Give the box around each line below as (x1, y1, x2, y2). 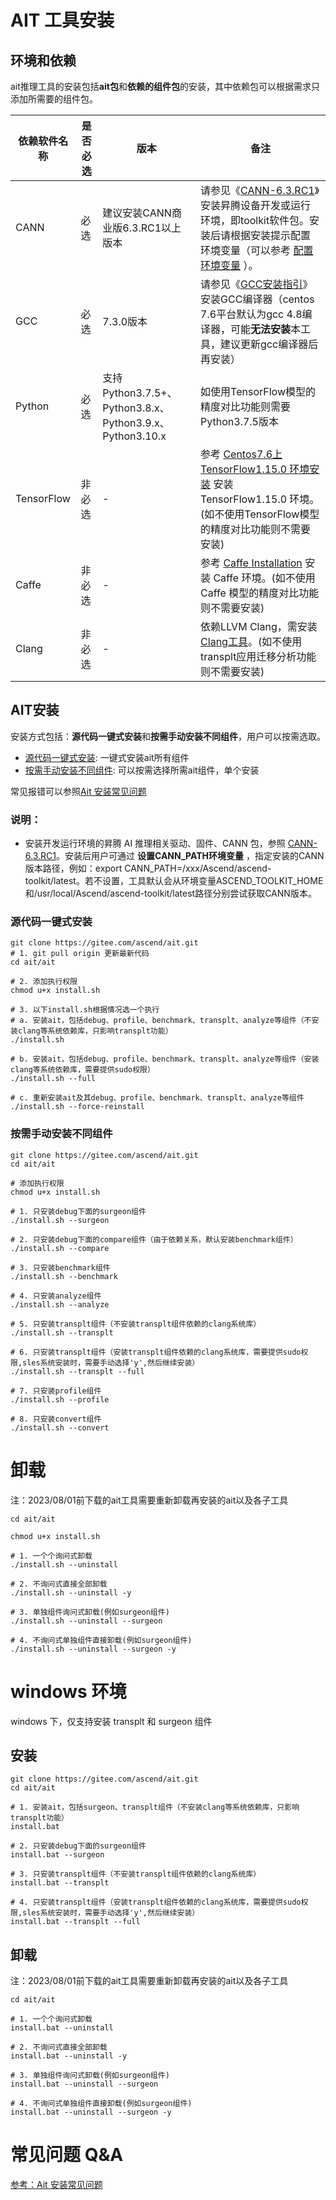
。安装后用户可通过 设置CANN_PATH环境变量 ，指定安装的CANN (55, 850, 325, 862)
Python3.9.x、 (102, 416, 170, 430)
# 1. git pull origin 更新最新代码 (10, 949, 150, 959)
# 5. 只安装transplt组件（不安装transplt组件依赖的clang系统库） (10, 1319, 262, 1329)
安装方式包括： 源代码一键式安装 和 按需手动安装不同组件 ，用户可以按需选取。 (10, 730, 326, 742)
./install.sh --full (10, 1074, 97, 1084)
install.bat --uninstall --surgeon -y (10, 2107, 172, 2118)
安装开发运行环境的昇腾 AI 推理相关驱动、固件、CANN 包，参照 (24, 837, 286, 850)
